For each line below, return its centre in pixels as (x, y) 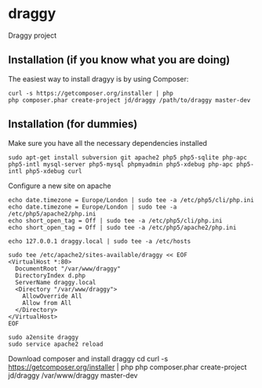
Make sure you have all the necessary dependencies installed (108, 143)
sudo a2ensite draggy (44, 337)
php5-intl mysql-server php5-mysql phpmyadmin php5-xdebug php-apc (121, 164)
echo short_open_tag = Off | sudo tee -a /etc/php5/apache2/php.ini (122, 227)
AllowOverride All (52, 296)
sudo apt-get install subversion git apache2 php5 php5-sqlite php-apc (127, 158)
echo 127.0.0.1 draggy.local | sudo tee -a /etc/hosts (100, 241)
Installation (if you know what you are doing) (119, 60)
